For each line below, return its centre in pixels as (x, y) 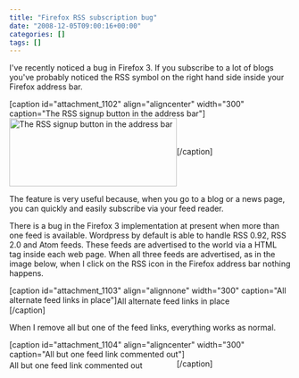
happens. (27, 273)
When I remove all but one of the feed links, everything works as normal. (143, 328)
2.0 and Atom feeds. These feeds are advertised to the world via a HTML (143, 245)
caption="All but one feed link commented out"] (97, 355)
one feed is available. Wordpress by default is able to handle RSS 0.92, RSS (148, 235)
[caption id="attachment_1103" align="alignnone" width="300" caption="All (148, 290)
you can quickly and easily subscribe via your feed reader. (117, 209)
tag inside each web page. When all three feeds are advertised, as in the (142, 255)
